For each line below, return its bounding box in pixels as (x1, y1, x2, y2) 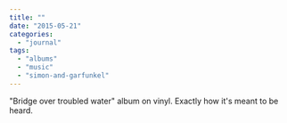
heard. (9, 104, 34, 116)
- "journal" (17, 37, 62, 47)
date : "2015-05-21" (9, 21, 82, 30)
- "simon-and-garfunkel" (17, 71, 110, 80)
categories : (9, 29, 53, 38)
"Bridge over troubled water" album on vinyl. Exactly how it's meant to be (9, 95, 279, 106)
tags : (9, 46, 29, 55)
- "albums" (17, 54, 58, 63)
